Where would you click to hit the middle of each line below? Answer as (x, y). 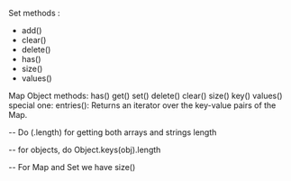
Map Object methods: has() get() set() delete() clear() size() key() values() (145, 95)
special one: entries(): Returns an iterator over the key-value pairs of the (142, 105)
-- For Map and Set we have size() (72, 167)
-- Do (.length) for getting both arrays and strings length (113, 132)
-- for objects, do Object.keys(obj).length (85, 149)
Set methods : (34, 13)
